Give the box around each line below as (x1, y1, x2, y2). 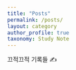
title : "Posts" (7, 10, 51, 17)
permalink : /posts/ (7, 16, 64, 23)
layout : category (7, 23, 57, 30)
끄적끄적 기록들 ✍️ (7, 56, 57, 64)
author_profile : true (7, 29, 70, 36)
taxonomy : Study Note (7, 36, 70, 43)
